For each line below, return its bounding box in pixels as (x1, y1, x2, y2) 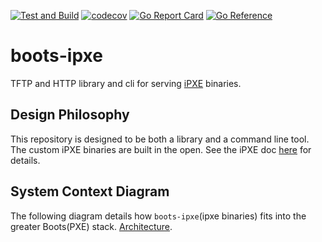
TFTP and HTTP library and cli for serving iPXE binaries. (10, 77, 242, 89)
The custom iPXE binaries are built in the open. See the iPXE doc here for (10, 143, 312, 155)
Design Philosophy (10, 106, 130, 124)
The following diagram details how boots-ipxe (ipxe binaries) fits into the (10, 210, 307, 222)
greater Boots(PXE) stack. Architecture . (10, 220, 173, 232)
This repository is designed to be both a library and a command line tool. (10, 133, 310, 145)
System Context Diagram (10, 183, 170, 200)
